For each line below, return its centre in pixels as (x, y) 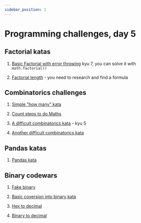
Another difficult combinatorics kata (48, 133)
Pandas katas (26, 148)
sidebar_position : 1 (26, 10)
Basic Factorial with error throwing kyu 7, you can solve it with (74, 64)
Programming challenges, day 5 (70, 33)
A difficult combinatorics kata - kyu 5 (49, 123)
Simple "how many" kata (36, 104)
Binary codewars (31, 175)
